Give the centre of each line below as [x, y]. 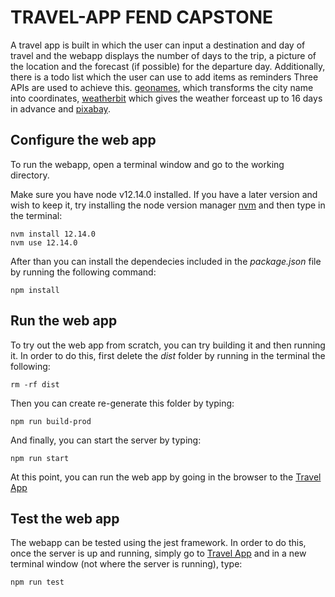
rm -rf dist [35, 384]
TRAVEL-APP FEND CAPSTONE [142, 17]
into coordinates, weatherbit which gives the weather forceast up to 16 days [166, 98]
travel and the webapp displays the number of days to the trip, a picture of [163, 55]
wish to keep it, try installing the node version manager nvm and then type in [168, 205]
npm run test [37, 582]
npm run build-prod [51, 421]
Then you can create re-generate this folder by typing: [122, 403]
